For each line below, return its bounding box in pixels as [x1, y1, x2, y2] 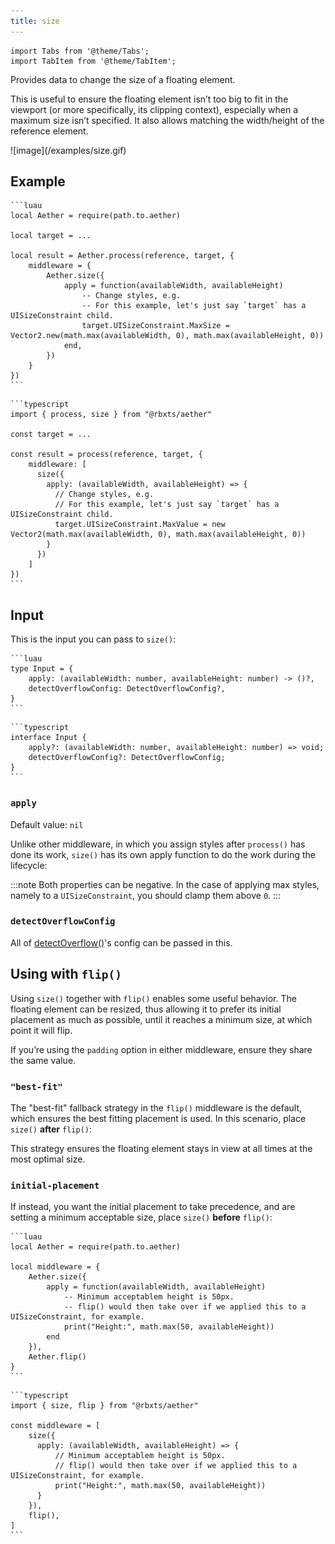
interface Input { [10, 733, 87, 743]
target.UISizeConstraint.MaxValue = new [54, 520, 226, 530]
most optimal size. [10, 1153, 86, 1165]
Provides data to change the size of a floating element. [10, 73, 236, 85]
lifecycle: [10, 859, 48, 871]
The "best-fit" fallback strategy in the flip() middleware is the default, [10, 1101, 303, 1114]
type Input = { [10, 664, 74, 674]
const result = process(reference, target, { [10, 450, 203, 460]
